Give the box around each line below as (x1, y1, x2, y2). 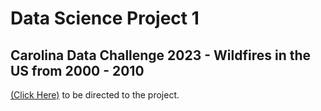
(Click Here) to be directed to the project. (10, 89, 180, 101)
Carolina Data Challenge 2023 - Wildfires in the (10, 47, 312, 64)
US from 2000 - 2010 (10, 62, 145, 79)
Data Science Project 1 (10, 7, 200, 30)
